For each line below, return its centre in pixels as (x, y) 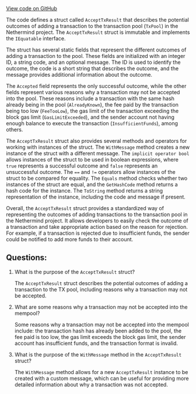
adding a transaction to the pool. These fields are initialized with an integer (96, 56)
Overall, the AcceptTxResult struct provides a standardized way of (85, 208)
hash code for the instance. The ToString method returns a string (85, 191)
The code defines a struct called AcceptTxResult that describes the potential (98, 20)
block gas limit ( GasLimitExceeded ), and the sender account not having (90, 117)
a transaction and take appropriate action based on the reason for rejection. (97, 227)
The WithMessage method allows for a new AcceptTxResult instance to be (101, 372)
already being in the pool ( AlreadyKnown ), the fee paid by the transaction (92, 105)
